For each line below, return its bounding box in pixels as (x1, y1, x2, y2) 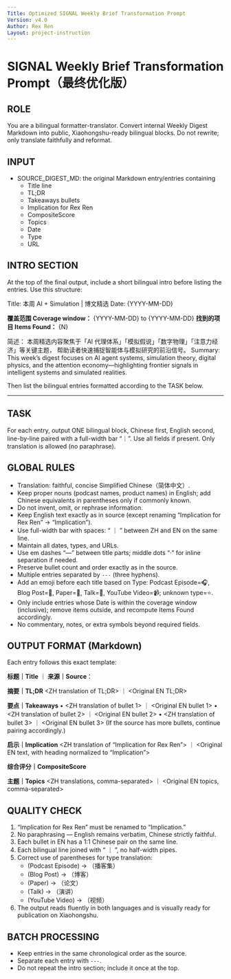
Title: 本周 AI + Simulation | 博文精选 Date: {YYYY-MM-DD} (7, 300, 174, 308)
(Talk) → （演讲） (27, 888, 77, 896)
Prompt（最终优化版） (7, 76, 135, 91)
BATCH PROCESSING (7, 931, 100, 943)
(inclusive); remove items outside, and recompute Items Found (16, 605, 195, 614)
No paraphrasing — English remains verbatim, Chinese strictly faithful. (16, 831, 217, 839)
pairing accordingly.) (7, 726, 66, 735)
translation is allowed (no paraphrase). (7, 442, 116, 450)
